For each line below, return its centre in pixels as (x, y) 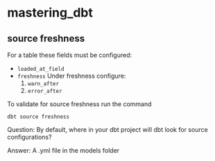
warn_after (43, 84)
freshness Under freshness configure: (71, 76)
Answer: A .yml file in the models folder (63, 150)
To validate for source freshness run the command (79, 104)
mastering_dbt (50, 13)
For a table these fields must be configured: (70, 55)
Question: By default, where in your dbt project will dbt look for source (108, 129)
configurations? (29, 137)
